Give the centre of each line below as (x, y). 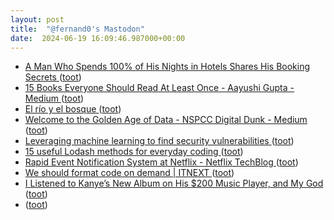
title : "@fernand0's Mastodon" (77, 29)
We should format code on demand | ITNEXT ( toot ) (129, 173)
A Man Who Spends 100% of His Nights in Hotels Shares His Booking (167, 67)
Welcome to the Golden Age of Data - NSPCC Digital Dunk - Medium (166, 120)
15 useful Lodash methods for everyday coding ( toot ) (134, 152)
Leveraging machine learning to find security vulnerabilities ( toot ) (159, 141)
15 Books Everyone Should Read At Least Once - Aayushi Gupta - (159, 88)
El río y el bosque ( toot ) (73, 109)
